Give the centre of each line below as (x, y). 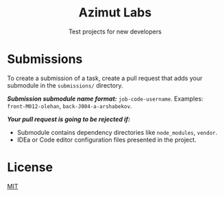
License (30, 167)
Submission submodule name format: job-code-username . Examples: (105, 98)
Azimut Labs (115, 13)
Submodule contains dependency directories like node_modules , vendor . (117, 132)
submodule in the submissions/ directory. (65, 85)
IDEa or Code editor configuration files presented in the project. (107, 140)
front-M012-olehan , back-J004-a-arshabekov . (70, 106)
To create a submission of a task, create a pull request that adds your (105, 78)
